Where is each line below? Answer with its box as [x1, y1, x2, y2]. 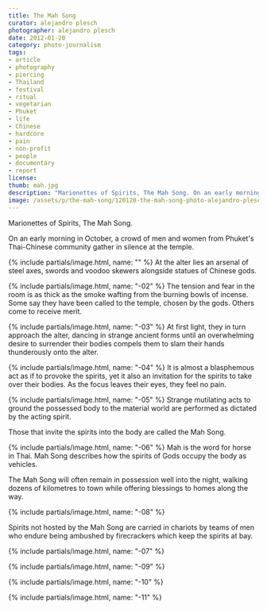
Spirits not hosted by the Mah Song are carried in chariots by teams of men [8, 522, 254, 532]
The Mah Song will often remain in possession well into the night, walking [8, 474, 249, 485]
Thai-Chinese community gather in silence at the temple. [8, 241, 195, 251]
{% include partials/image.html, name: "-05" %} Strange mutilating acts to [8, 395, 251, 404]
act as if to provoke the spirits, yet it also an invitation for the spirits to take [8, 371, 253, 380]
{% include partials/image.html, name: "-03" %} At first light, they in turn [8, 322, 246, 331]
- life [8, 115, 30, 123]
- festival [8, 85, 44, 94]
